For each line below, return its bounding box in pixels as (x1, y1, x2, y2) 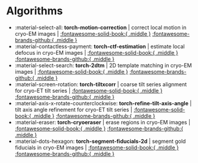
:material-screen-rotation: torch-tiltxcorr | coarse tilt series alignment (14, 80, 187, 87)
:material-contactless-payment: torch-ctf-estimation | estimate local (14, 43, 185, 50)
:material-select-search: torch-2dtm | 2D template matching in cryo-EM (14, 61, 192, 69)
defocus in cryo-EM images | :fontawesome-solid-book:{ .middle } (14, 49, 178, 56)
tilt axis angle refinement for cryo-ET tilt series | (14, 106, 132, 113)
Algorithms (6, 4, 63, 18)
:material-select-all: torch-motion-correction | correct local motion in (14, 24, 187, 31)
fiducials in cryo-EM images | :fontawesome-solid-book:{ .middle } (14, 144, 179, 151)
